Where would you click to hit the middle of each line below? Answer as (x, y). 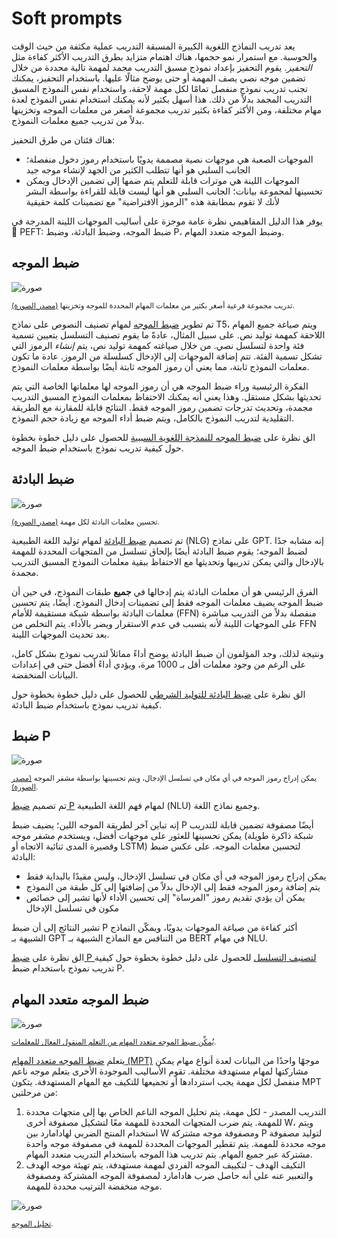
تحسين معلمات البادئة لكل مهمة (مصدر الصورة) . (85, 522)
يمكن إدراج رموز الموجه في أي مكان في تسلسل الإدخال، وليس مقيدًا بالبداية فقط (176, 876)
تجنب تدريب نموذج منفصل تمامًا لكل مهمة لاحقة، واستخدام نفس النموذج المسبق (159, 88)
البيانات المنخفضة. (45, 674)
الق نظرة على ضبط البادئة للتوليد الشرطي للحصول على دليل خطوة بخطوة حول (158, 694)
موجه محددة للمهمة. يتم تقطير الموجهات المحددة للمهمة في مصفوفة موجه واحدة (176, 1144)
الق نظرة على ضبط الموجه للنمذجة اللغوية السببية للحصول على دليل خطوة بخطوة (163, 437)
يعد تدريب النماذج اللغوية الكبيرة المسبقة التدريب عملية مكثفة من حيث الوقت (153, 46)
